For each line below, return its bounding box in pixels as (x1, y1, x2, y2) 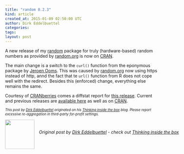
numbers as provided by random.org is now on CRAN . (5, 53, 114, 59)
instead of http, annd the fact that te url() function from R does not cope (5, 73, 152, 79)
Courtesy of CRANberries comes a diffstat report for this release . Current (5, 92, 152, 98)
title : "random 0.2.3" (5, 7, 51, 12)
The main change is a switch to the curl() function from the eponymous (5, 62, 150, 68)
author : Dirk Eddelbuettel (5, 21, 60, 26)
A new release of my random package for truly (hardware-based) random (5, 47, 153, 54)
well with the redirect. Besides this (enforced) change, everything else (5, 78, 146, 84)
